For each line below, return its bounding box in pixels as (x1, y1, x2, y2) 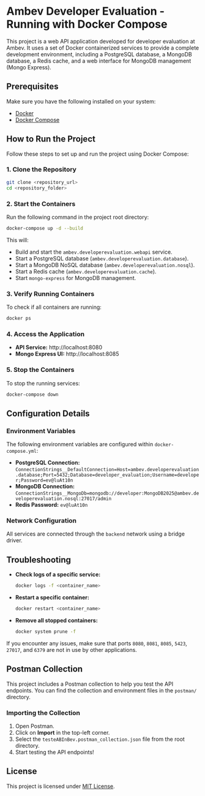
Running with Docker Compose (6, 17, 168, 31)
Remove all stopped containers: (15, 616, 98, 624)
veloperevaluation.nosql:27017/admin (15, 496, 112, 502)
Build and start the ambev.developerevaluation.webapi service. (15, 248, 173, 256)
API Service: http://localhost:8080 (15, 344, 103, 351)
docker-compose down (6, 391, 59, 398)
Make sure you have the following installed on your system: (6, 97, 156, 105)
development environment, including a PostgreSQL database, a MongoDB (6, 50, 192, 58)
